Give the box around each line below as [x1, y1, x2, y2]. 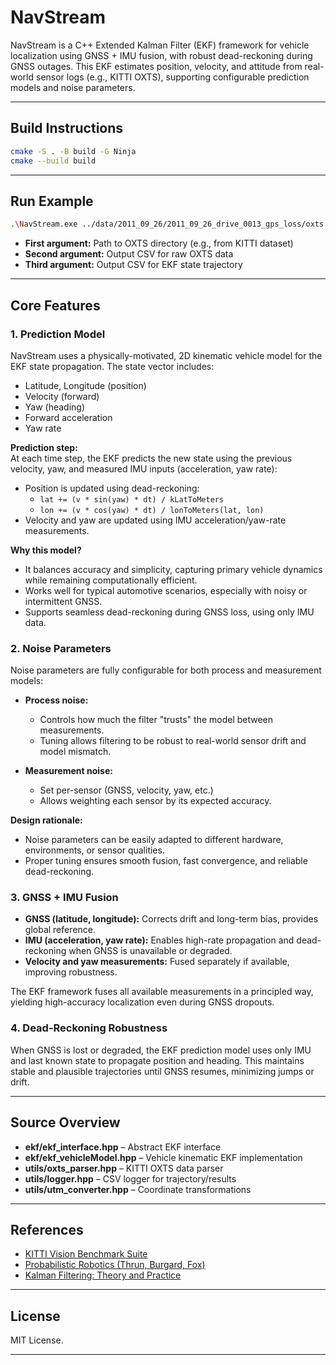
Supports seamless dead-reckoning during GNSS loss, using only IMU [24, 606, 315, 618]
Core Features [10, 297, 101, 314]
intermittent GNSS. [24, 595, 103, 607]
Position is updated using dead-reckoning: [24, 482, 200, 494]
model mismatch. [39, 746, 112, 758]
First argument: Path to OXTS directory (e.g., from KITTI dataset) [24, 237, 294, 250]
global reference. [24, 924, 96, 936]
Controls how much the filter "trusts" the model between [39, 714, 274, 726]
